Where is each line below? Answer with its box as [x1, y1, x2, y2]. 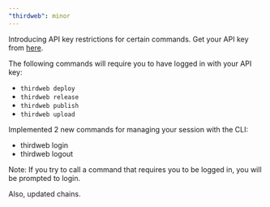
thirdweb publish [19, 101, 79, 110]
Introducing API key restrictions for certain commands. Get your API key [8, 34, 249, 44]
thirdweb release [19, 93, 79, 101]
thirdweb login [19, 140, 69, 150]
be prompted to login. [8, 173, 81, 183]
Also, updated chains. [8, 188, 81, 199]
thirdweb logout [19, 149, 74, 158]
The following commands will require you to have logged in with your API [8, 58, 252, 68]
